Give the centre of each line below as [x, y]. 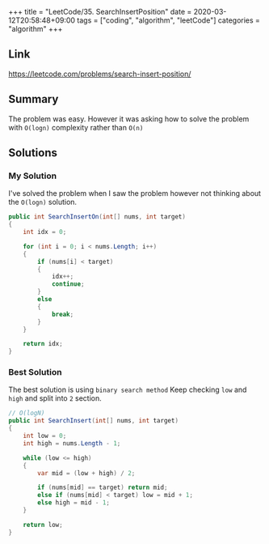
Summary [34, 99]
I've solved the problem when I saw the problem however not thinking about [134, 193]
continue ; [68, 284]
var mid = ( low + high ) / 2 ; [86, 473]
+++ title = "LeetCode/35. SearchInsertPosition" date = [100, 12]
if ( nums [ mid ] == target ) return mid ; [103, 488]
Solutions [33, 153]
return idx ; [43, 344]
